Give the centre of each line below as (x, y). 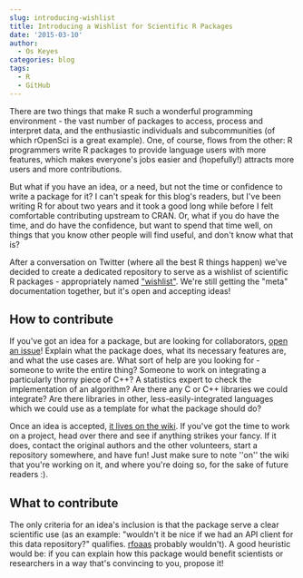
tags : (20, 69)
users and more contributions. (66, 169)
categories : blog (42, 60)
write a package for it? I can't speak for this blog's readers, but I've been (145, 196)
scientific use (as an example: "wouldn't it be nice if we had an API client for (151, 534)
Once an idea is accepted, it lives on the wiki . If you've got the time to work (150, 426)
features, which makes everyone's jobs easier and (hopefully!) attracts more (152, 159)
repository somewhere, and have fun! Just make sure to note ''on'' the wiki (149, 456)
